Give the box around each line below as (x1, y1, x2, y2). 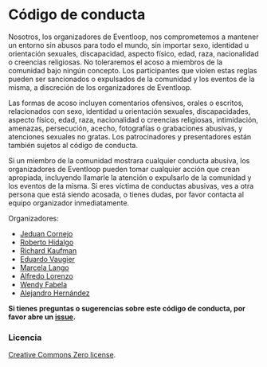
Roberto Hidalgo (19, 237, 74, 247)
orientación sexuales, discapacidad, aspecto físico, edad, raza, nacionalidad (8, 49, 259, 58)
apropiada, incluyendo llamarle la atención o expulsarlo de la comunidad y (8, 173, 252, 182)
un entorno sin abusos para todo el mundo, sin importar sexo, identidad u (8, 40, 249, 49)
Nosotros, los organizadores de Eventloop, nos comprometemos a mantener (8, 32, 259, 41)
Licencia (8, 332, 42, 343)
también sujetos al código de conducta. (8, 140, 138, 150)
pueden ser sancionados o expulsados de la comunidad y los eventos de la (8, 74, 255, 84)
